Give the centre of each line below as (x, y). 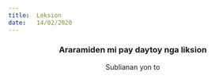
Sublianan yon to (133, 66)
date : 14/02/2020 (40, 23)
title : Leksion (35, 15)
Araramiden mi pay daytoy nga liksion (133, 50)
